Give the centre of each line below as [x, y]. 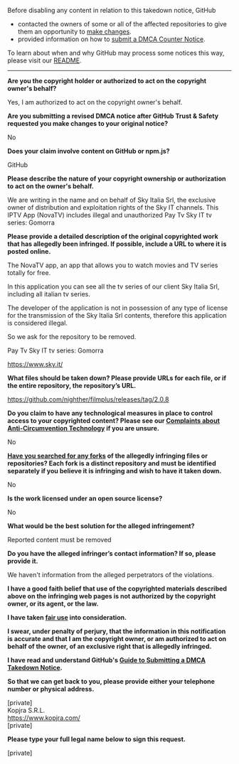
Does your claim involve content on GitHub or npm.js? [89, 151]
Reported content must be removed [59, 540]
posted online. [29, 251]
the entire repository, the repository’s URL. [72, 386]
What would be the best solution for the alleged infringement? [101, 526]
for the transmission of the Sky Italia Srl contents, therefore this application [117, 315]
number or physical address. [51, 689]
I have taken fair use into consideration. [67, 617]
